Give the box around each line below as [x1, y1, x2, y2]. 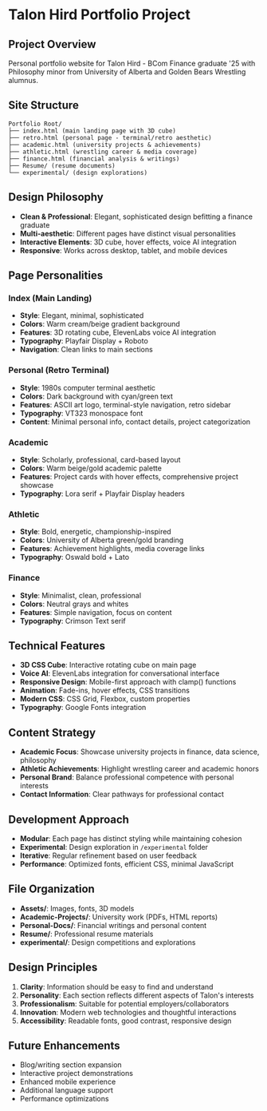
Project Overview [8, 38, 96, 51]
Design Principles [8, 961, 98, 974]
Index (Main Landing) [8, 292, 92, 304]
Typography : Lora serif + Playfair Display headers [19, 489, 185, 498]
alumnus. [8, 76, 38, 85]
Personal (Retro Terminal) [8, 365, 110, 376]
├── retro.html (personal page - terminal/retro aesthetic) [8, 133, 213, 141]
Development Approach [8, 812, 130, 826]
